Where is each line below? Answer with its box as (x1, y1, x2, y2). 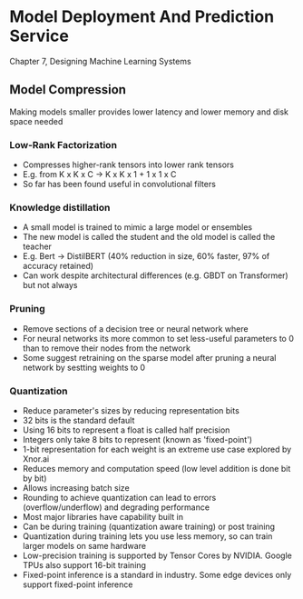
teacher (22, 241, 53, 252)
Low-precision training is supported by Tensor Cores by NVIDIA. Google (22, 550, 292, 561)
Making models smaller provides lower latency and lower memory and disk (9, 106, 288, 117)
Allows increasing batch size (22, 482, 130, 493)
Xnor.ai (22, 453, 50, 464)
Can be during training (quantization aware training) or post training (22, 521, 275, 532)
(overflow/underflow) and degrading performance (22, 502, 210, 513)
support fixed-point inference (22, 579, 133, 590)
